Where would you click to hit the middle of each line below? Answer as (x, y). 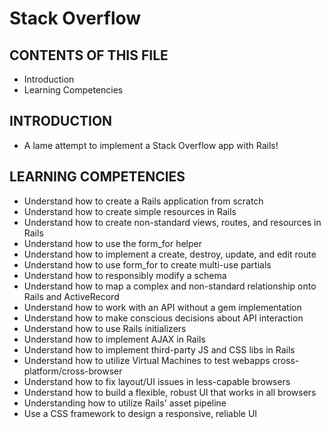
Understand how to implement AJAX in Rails (114, 339)
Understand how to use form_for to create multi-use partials (147, 264)
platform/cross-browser (73, 371)
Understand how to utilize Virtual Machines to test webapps (147, 360)
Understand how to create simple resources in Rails (130, 211)
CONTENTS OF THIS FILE (89, 55)
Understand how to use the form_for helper (113, 243)
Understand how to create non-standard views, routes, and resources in (172, 222)
